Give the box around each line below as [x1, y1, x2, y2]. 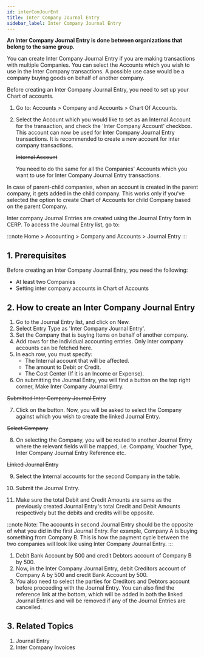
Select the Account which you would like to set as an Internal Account [15, 116, 191, 123]
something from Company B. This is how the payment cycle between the [7, 534, 189, 541]
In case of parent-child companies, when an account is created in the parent [7, 183, 199, 191]
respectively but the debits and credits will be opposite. [15, 509, 155, 516]
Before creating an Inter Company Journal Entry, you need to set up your [7, 86, 189, 93]
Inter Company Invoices [15, 644, 75, 651]
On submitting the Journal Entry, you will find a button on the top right [15, 377, 191, 383]
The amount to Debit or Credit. [24, 363, 101, 371]
